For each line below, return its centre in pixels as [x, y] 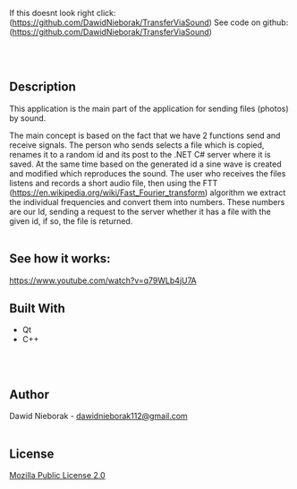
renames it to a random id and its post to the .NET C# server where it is [140, 154]
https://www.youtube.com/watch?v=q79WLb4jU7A [103, 280]
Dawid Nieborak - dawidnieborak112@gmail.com [98, 416]
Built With [37, 309]
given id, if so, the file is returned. [71, 221]
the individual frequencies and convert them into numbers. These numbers [147, 202]
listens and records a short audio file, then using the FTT [114, 183]
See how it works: [60, 259]
